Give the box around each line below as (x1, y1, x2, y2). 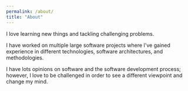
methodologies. (6, 54, 44, 61)
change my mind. (6, 77, 48, 85)
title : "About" (6, 14, 43, 20)
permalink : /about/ (6, 8, 54, 15)
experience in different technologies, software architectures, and (6, 48, 163, 55)
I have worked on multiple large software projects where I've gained (6, 42, 170, 49)
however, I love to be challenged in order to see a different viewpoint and (6, 72, 183, 79)
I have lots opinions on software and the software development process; (6, 65, 181, 72)
